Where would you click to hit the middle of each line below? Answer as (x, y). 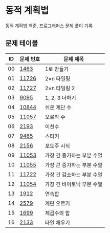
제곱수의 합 (57, 213)
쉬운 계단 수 (58, 107)
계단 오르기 (57, 203)
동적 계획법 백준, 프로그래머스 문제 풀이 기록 (49, 26)
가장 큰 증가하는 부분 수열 (74, 165)
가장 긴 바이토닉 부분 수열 (74, 184)
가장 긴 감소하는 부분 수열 (74, 175)
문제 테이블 (22, 43)
